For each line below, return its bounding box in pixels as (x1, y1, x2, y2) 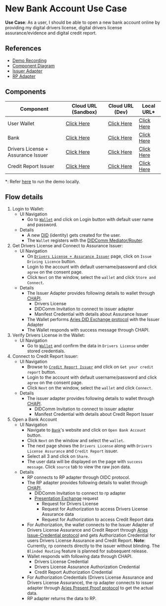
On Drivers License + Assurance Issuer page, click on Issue (27, 253, 152, 259)
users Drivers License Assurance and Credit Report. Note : (27, 538, 146, 544)
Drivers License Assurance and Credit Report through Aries (27, 527, 148, 533)
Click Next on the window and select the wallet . (27, 438, 124, 443)
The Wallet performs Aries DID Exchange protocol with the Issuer (27, 317, 160, 323)
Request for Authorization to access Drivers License (41, 506, 148, 512)
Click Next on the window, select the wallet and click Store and (27, 275, 156, 280)
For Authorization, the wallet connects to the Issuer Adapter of (27, 522, 154, 528)
